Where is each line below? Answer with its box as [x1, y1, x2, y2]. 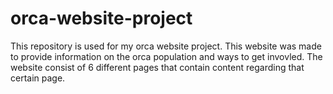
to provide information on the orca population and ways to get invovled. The [10, 50, 323, 62]
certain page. [10, 72, 66, 84]
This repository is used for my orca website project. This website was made [10, 40, 322, 52]
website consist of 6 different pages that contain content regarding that [10, 61, 305, 73]
